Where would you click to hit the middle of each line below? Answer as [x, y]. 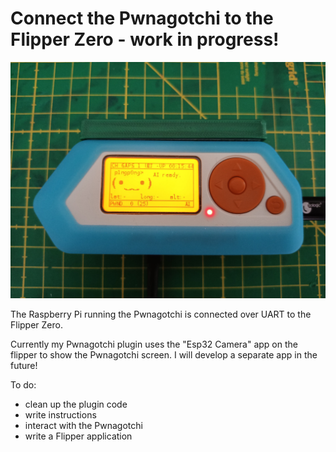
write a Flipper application [78, 436]
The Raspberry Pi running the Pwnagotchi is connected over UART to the [161, 314]
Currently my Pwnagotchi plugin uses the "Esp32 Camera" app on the [154, 344]
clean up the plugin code [76, 404]
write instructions [60, 414]
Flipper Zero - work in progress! [145, 39]
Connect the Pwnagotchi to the [142, 18]
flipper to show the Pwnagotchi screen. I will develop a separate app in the [164, 354]
